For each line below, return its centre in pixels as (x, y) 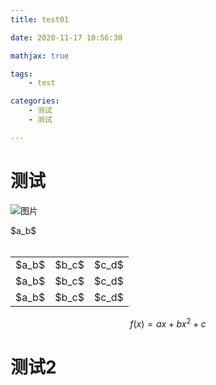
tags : (21, 74)
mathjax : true (40, 56)
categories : (35, 101)
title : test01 (40, 19)
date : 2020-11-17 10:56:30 (66, 37)
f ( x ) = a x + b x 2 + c (168, 323)
